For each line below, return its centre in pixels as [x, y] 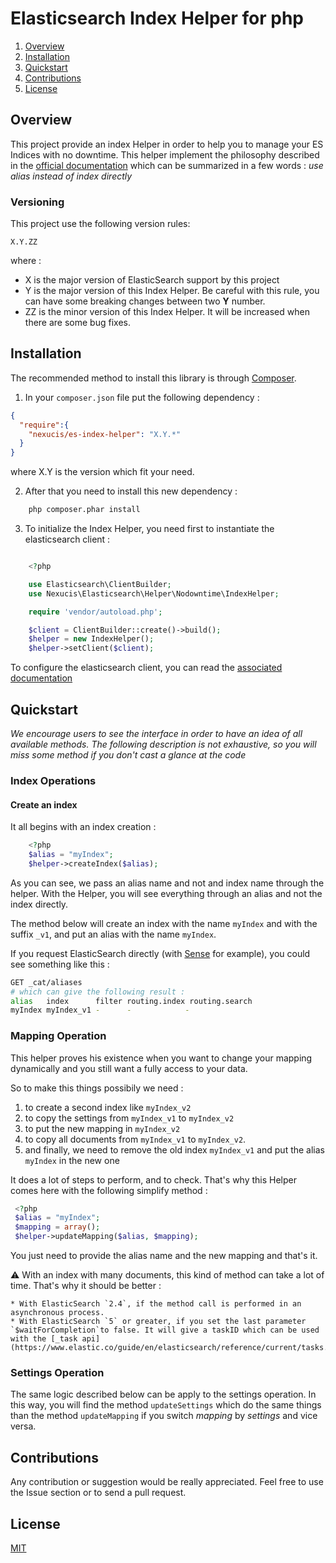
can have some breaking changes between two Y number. [145, 301]
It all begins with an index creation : [83, 827]
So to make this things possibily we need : [97, 1088]
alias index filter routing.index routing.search [131, 1001]
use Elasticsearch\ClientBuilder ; [100, 584]
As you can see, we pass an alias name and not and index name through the [167, 883]
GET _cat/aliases [46, 982]
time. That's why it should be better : [86, 1286]
